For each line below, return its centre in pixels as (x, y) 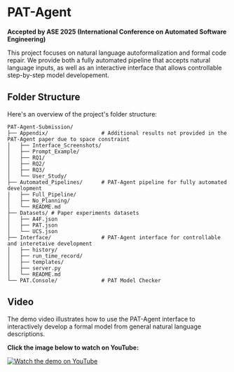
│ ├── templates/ (36, 262)
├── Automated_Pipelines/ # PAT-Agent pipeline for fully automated (117, 182)
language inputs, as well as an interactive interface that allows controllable (115, 67)
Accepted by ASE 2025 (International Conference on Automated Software (117, 32)
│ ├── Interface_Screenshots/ (54, 145)
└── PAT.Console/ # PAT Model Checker (84, 280)
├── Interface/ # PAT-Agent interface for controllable (114, 237)
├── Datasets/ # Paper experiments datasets (73, 213)
